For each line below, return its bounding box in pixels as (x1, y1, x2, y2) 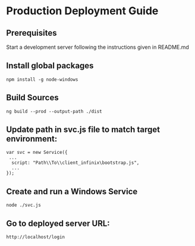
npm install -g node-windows (6, 76, 78, 83)
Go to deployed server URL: (6, 218, 110, 228)
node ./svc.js (6, 202, 42, 209)
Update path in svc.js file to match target (6, 125, 161, 135)
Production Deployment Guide (6, 4, 159, 18)
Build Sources (6, 93, 59, 103)
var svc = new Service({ (6, 150, 68, 156)
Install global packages (6, 61, 94, 71)
